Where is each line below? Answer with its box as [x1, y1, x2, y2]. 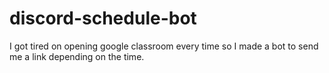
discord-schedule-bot [9, 7, 197, 30]
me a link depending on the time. [9, 50, 145, 62]
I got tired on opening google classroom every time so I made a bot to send [9, 40, 319, 52]
